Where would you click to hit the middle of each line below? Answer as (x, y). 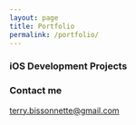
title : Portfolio (42, 26)
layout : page (34, 18)
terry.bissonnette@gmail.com (64, 111)
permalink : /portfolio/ (54, 34)
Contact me (36, 91)
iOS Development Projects (68, 66)
